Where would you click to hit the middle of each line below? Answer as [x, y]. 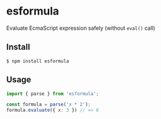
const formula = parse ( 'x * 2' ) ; [49, 104]
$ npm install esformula [38, 61]
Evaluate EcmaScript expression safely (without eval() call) [81, 28]
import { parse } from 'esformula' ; [53, 93]
